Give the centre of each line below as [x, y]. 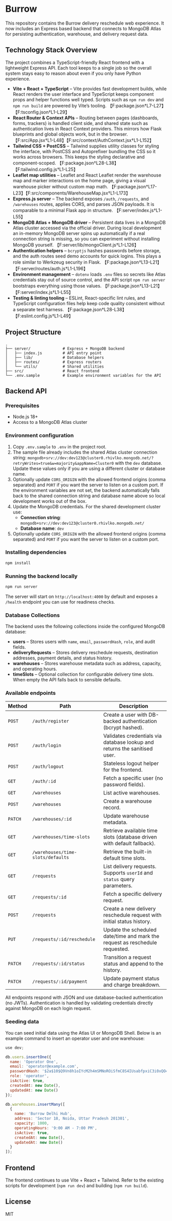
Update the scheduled [130, 930]
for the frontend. [123, 770]
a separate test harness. [38, 309]
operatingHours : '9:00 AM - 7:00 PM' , [56, 1128]
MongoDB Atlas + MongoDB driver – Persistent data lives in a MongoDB [89, 222]
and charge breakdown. [132, 985]
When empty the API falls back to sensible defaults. [67, 680]
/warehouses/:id [52, 819]
